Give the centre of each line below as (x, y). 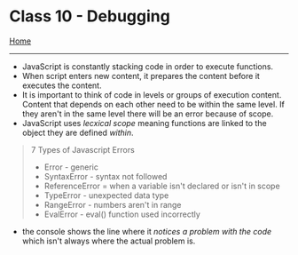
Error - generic (71, 167)
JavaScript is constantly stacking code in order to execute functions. (147, 66)
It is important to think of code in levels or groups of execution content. (152, 94)
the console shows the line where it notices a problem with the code (147, 231)
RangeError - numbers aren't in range (113, 204)
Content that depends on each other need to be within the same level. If (153, 104)
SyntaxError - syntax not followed (106, 176)
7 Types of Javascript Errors (82, 149)
